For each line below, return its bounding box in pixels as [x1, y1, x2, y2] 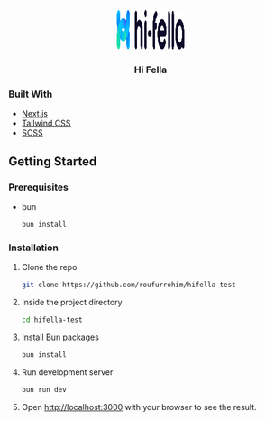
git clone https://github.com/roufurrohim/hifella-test [21, 280, 236, 290]
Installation [8, 241, 59, 254]
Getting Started [8, 154, 97, 169]
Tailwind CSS [21, 117, 71, 129]
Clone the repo [21, 262, 78, 273]
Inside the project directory [21, 296, 123, 307]
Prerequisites [8, 181, 69, 193]
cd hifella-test [21, 315, 83, 324]
